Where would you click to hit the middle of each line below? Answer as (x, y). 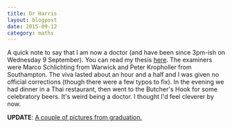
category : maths (30, 33)
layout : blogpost (32, 20)
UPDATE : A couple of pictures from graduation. (74, 118)
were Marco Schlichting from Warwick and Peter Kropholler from (99, 67)
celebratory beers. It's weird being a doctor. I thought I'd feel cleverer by (111, 97)
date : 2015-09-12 (32, 26)
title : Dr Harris (32, 13)
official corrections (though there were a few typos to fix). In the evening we (116, 82)
